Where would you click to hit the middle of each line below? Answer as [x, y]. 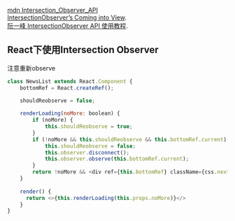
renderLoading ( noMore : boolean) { [70, 114]
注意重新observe [31, 68]
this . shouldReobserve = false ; [90, 146]
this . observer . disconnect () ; [87, 152]
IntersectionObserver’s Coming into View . [67, 17]
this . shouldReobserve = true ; [88, 127]
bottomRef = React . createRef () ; [67, 88]
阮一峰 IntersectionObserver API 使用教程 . [67, 26]
